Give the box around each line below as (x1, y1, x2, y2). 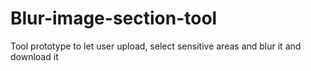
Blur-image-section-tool (10, 7, 218, 30)
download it (10, 50, 59, 62)
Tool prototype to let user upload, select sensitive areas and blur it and (10, 40, 302, 52)
